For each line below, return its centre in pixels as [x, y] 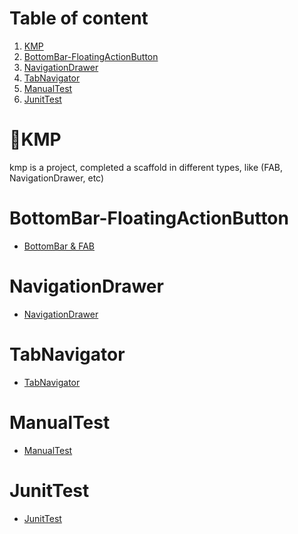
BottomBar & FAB [59, 246]
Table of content [79, 18]
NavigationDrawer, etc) [57, 178]
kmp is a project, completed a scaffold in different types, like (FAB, [146, 167]
